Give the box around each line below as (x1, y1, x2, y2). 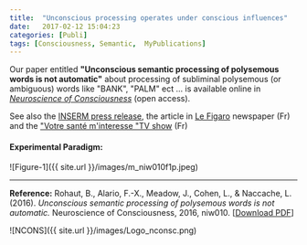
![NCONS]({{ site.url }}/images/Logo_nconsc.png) (9, 225, 197, 236)
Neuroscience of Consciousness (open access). (9, 93, 191, 104)
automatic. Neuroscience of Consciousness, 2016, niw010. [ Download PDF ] (9, 208, 294, 218)
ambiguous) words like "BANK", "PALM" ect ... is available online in (9, 83, 261, 94)
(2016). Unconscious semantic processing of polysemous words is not (9, 197, 275, 208)
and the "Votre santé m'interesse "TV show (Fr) (9, 121, 188, 132)
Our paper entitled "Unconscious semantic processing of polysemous (9, 64, 280, 75)
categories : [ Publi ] (9, 30, 89, 39)
